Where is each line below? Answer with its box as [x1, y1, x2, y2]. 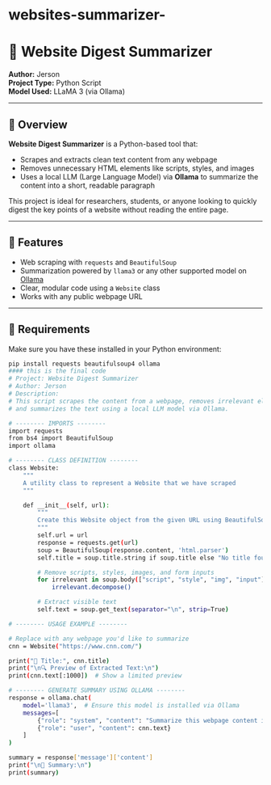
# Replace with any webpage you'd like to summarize [8, 635, 190, 643]
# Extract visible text [37, 598, 117, 606]
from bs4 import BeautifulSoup [8, 434, 114, 442]
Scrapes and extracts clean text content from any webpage [19, 154, 218, 164]
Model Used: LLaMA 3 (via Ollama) [8, 87, 126, 96]
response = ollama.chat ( [8, 694, 92, 703]
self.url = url [37, 531, 89, 539]
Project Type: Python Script [8, 78, 102, 88]
